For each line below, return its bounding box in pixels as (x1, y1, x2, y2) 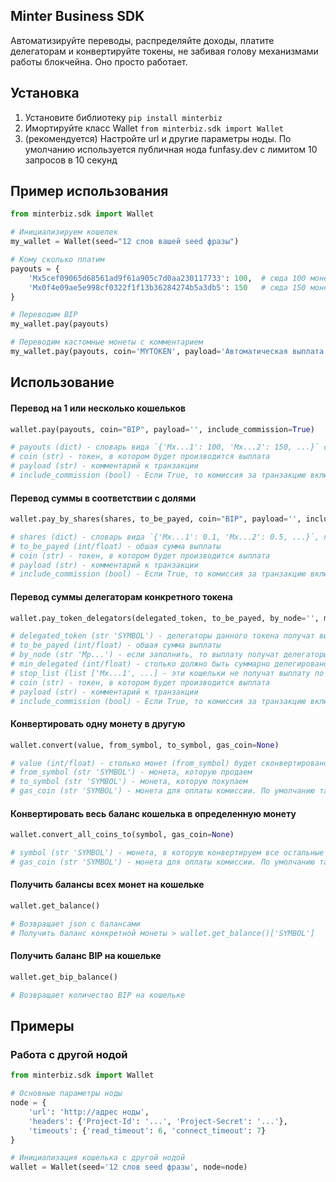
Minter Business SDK (10, 8, 145, 25)
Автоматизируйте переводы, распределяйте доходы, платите (10, 34, 275, 46)
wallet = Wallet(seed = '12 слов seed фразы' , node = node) (10, 1162, 248, 1173)
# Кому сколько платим (10, 255, 105, 265)
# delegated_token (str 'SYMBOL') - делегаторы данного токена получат (10, 631, 315, 641)
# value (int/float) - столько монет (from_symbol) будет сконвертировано (10, 758, 329, 768)
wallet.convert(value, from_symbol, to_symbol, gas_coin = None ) (10, 740, 280, 750)
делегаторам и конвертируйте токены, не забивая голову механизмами (10, 45, 319, 57)
